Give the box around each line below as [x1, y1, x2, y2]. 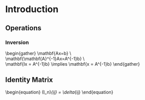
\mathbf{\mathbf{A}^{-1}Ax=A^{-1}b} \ [5, 56, 85, 62]
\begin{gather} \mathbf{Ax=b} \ [5, 50, 71, 56]
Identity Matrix [5, 76, 53, 84]
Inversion [5, 39, 29, 46]
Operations [5, 24, 42, 32]
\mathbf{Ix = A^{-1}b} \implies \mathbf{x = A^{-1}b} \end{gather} [5, 61, 140, 67]
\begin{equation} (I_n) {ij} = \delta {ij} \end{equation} [5, 89, 114, 95]
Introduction [5, 4, 59, 15]
